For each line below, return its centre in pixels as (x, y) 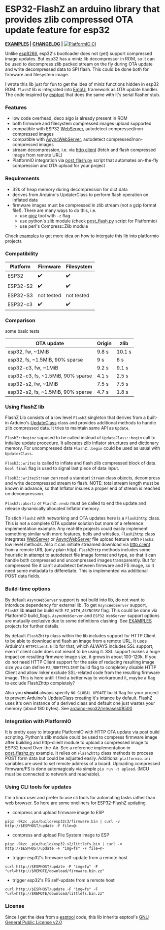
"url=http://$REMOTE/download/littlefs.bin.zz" (55, 894)
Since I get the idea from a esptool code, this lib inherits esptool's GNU (77, 917)
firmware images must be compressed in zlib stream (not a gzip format (84, 205)
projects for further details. (33, 626)
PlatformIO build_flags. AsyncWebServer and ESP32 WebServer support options (82, 616)
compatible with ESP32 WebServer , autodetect (60, 129)
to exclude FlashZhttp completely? (40, 683)
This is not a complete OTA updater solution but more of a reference (74, 523)
